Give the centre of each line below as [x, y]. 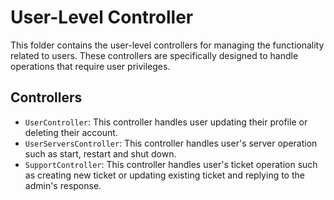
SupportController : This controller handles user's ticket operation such [171, 164]
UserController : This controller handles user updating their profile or [166, 122]
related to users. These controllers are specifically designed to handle [154, 55]
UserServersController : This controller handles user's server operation [171, 143]
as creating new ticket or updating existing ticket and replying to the [164, 175]
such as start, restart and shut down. [100, 153]
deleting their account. [71, 132]
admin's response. [63, 185]
